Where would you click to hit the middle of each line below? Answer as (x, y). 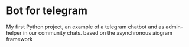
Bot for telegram (47, 11)
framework (19, 39)
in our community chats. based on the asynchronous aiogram (97, 32)
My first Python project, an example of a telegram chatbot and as (85, 27)
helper (14, 32)
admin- (174, 27)
